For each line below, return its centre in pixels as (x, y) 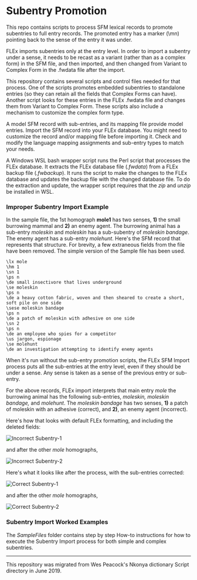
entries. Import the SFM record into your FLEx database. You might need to (97, 130)
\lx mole (17, 262)
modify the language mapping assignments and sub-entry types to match (95, 142)
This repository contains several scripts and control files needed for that (93, 81)
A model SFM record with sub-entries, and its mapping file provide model (95, 124)
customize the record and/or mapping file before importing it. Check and (94, 136)
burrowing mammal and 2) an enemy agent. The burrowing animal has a (93, 226)
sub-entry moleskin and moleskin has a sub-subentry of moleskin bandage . (98, 232)
